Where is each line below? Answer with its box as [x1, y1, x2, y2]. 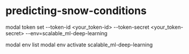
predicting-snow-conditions [5, 4, 147, 18]
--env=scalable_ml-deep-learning [25, 29, 108, 36]
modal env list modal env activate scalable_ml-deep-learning [5, 41, 153, 48]
